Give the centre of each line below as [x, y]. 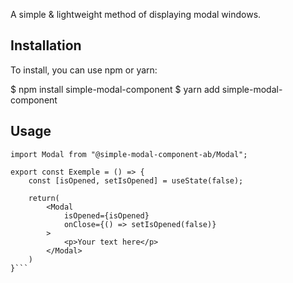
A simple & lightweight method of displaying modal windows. [136, 14]
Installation [46, 45]
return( [44, 198]
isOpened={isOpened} [106, 215]
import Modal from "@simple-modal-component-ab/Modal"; [129, 154]
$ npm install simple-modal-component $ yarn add [115, 89]
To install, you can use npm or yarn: [84, 70]
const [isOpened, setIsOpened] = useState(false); [136, 180]
